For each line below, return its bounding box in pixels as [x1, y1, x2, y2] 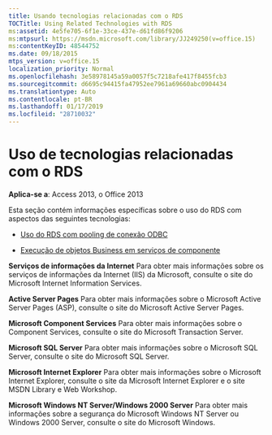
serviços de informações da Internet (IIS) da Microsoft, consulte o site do [8, 269, 253, 279]
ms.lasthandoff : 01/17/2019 [8, 102, 104, 111]
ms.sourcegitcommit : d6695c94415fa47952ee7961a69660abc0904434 [8, 80, 227, 88]
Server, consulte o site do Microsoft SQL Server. [8, 351, 170, 361]
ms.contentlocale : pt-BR [8, 95, 93, 103]
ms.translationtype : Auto [8, 87, 96, 96]
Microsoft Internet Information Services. [8, 278, 142, 288]
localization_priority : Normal [8, 65, 114, 73]
